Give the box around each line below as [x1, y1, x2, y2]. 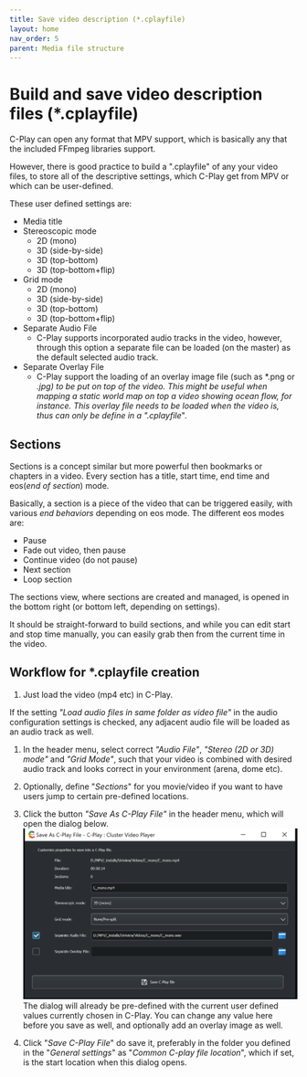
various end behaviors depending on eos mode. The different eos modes [9, 508, 285, 518]
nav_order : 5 [9, 34, 59, 43]
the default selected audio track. [36, 352, 159, 363]
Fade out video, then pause [22, 544, 126, 555]
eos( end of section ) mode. [9, 480, 110, 491]
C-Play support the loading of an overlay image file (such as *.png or [36, 371, 295, 383]
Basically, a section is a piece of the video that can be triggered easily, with [9, 498, 293, 509]
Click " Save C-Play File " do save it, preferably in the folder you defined [22, 1038, 291, 1049]
